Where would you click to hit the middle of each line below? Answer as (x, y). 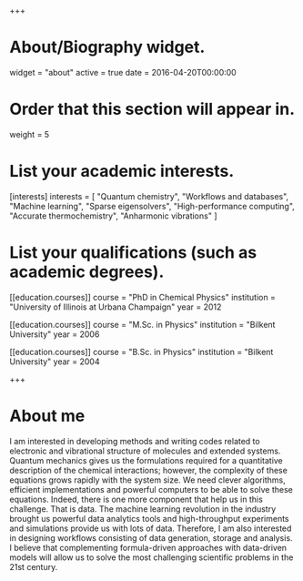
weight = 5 (30, 134)
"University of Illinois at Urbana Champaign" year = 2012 (116, 307)
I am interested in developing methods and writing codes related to (135, 441)
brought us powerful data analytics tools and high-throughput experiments (149, 518)
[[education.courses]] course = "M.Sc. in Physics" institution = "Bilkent (142, 324)
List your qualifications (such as (133, 252)
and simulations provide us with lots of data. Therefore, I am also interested (151, 528)
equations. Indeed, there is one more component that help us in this (136, 499)
